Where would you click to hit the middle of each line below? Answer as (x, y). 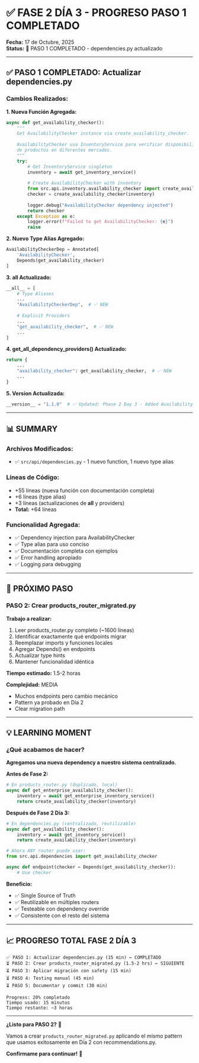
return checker (46, 210)
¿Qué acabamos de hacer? (45, 749)
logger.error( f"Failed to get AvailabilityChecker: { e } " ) (100, 222)
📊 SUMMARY (32, 429)
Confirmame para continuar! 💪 (44, 1054)
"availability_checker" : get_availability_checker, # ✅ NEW (94, 371)
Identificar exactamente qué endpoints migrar (70, 636)
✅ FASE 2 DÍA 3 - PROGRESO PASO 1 (96, 13)
